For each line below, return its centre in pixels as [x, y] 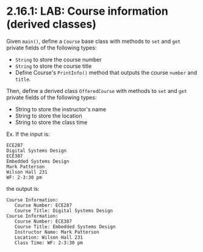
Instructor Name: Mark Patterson [57, 232]
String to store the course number [59, 59]
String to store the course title [53, 66]
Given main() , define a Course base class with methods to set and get [94, 41]
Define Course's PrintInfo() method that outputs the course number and [106, 72]
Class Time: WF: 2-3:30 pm [49, 243]
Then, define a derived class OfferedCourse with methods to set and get [97, 91]
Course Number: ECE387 [43, 221]
